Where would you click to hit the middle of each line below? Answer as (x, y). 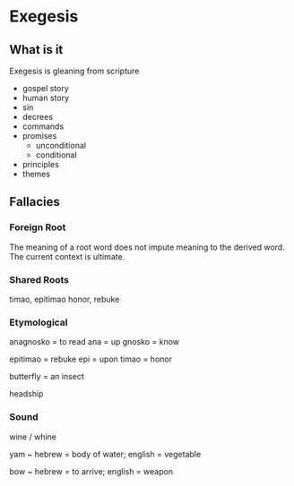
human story (46, 98)
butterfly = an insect (47, 377)
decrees (38, 117)
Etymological (39, 322)
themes (36, 174)
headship (26, 394)
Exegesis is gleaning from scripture (74, 71)
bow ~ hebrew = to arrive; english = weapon (91, 471)
